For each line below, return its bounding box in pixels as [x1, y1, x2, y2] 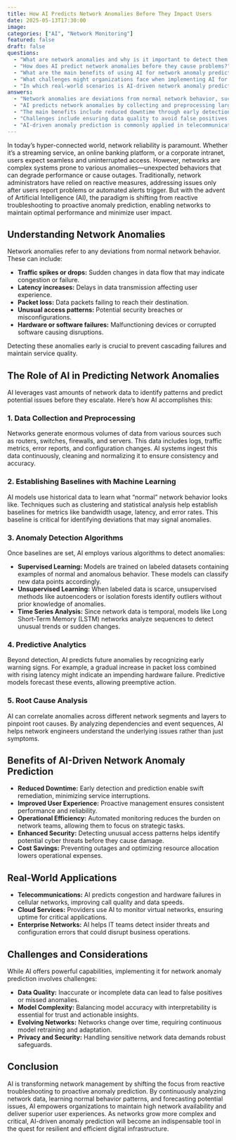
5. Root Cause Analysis [7, 696, 88, 706]
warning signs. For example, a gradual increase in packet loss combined [7, 663, 216, 672]
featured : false [7, 37, 55, 44]
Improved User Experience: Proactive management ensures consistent [17, 799, 225, 808]
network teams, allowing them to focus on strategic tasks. [17, 821, 185, 830]
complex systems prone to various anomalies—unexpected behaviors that [7, 163, 222, 172]
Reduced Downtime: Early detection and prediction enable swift [17, 784, 204, 792]
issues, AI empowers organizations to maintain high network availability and [7, 1102, 227, 1110]
